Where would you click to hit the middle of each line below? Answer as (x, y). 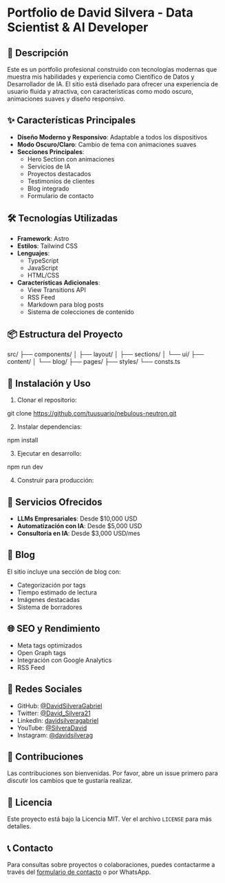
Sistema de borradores (50, 607)
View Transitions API (56, 290)
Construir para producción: (55, 481)
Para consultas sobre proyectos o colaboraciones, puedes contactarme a (111, 864)
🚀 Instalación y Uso (49, 384)
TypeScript (43, 260)
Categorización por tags (51, 585)
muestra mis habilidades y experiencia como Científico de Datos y (101, 77)
